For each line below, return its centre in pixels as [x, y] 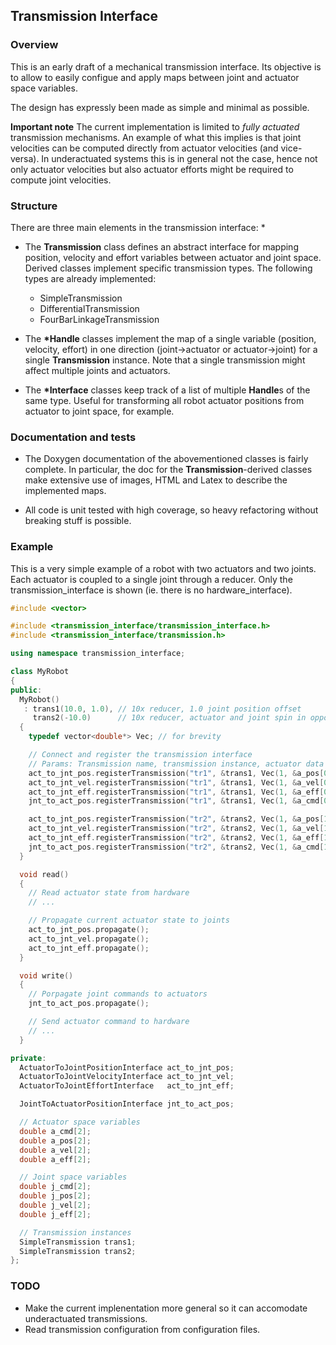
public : [26, 690]
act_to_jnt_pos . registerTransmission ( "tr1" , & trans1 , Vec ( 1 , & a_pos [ [176, 773]
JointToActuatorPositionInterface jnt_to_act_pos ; [127, 1104]
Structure [34, 206]
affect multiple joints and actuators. [97, 370]
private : [28, 1058]
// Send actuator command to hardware [109, 1022]
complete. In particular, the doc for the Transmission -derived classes [168, 470]
